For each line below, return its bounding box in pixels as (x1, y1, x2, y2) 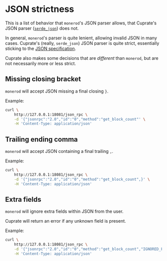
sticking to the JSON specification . (5, 45, 76, 51)
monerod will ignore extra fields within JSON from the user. (5, 208, 124, 215)
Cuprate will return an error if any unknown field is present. (5, 218, 126, 224)
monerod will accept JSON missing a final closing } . (5, 88, 108, 94)
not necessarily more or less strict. (5, 60, 76, 66)
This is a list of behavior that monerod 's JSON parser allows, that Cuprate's (5, 20, 157, 26)
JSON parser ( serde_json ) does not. (5, 25, 79, 31)
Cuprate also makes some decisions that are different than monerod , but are (5, 55, 159, 61)
